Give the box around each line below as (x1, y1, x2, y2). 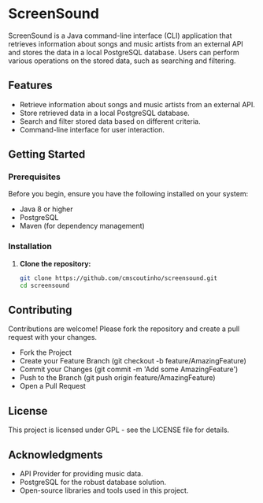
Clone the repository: (19, 259, 91, 268)
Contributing (8, 303, 72, 316)
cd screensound (19, 281, 70, 289)
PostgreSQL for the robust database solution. (19, 477, 167, 486)
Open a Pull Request (19, 382, 87, 391)
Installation (8, 241, 53, 252)
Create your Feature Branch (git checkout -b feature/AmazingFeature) (19, 356, 246, 366)
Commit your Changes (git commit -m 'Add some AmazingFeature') (19, 364, 239, 374)
